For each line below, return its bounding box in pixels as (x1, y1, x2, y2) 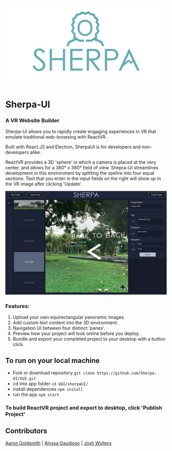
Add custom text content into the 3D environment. (12, 320, 119, 326)
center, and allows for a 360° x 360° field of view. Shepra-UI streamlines (5, 165, 159, 171)
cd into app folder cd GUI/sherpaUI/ (12, 380, 89, 387)
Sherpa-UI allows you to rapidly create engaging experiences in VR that (5, 128, 157, 134)
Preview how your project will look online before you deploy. (12, 330, 140, 336)
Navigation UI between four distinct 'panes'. (12, 325, 106, 331)
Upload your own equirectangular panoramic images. (12, 314, 125, 321)
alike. (30, 149, 41, 155)
